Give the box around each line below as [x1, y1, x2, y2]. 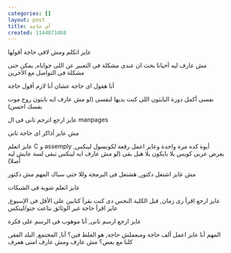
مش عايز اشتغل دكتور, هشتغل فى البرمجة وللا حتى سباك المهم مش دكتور [8, 170, 197, 178]
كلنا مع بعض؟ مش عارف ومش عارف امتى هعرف [8, 238, 133, 246]
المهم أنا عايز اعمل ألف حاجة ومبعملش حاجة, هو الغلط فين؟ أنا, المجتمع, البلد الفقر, [8, 230, 221, 239]
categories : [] [8, 10, 52, 17]
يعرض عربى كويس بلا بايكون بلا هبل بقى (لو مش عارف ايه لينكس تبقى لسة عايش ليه [8, 149, 225, 158]
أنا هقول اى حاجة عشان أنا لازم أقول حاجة [8, 82, 115, 90]
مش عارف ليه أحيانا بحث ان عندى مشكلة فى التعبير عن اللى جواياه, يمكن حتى [8, 61, 207, 69]
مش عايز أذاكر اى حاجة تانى [8, 129, 80, 137]
